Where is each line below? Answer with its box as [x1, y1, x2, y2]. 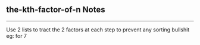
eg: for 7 [6, 32, 27, 39]
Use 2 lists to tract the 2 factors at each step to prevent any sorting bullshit [6, 26, 190, 33]
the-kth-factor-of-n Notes [6, 5, 105, 15]
